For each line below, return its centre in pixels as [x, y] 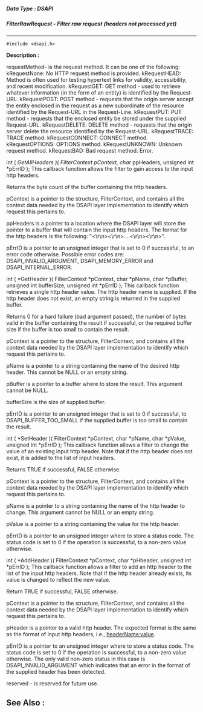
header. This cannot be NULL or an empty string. [67, 372]
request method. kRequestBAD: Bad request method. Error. [80, 151]
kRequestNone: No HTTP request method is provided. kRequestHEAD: [94, 73]
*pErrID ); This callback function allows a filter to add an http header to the [99, 567]
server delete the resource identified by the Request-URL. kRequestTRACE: [100, 131]
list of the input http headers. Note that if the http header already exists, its [99, 573]
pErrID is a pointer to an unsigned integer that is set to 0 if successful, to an [100, 248]
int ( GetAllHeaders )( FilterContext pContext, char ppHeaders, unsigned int [100, 162]
